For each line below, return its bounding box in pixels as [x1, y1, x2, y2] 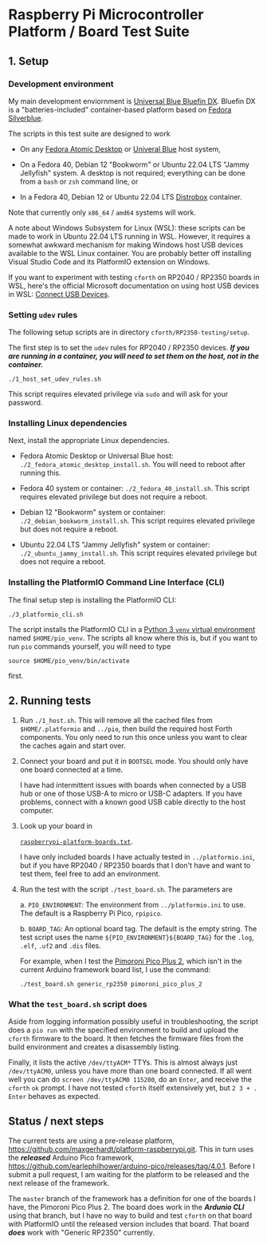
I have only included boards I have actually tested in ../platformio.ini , [19, 852, 255, 861]
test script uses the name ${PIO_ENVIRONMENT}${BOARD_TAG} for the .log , [19, 932, 254, 942]
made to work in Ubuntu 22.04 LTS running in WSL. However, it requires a [8, 231, 251, 241]
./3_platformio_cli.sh [8, 611, 84, 619]
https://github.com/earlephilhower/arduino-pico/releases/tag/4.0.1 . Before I [8, 1161, 255, 1171]
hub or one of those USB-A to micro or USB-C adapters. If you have [19, 788, 243, 798]
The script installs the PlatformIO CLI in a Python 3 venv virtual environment [8, 624, 256, 634]
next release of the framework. [8, 1178, 110, 1188]
